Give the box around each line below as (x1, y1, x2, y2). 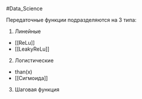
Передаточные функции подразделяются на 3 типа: (6, 16, 137, 23)
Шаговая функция (14, 86, 60, 93)
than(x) (14, 68, 32, 75)
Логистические (14, 57, 54, 64)
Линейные (14, 28, 41, 35)
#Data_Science (6, 5, 43, 12)
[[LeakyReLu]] (14, 45, 50, 52)
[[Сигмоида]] (14, 75, 48, 81)
